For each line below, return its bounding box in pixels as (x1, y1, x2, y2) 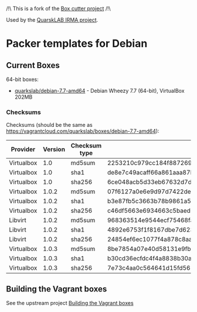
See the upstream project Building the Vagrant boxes (6, 300, 134, 307)
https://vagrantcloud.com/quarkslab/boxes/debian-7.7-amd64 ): (6, 128, 159, 135)
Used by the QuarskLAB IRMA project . (6, 16, 98, 23)
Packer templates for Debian (6, 37, 148, 51)
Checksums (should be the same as (6, 122, 93, 129)
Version (43, 145, 66, 153)
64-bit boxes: (6, 76, 39, 83)
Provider (11, 145, 36, 153)
